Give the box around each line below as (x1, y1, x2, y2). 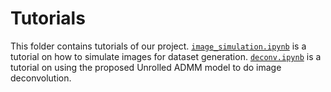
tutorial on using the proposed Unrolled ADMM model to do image (10, 61, 282, 73)
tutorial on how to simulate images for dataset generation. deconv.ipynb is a (10, 50, 322, 62)
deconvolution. (10, 72, 72, 84)
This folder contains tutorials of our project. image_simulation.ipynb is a (10, 40, 307, 52)
